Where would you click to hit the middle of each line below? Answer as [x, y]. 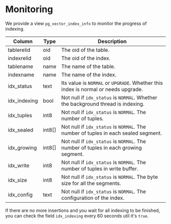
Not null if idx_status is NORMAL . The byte [110, 177]
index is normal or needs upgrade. [102, 89]
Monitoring [29, 9]
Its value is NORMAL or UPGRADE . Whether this [112, 83]
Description [112, 41]
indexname [21, 75]
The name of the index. [89, 75]
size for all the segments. [91, 183]
